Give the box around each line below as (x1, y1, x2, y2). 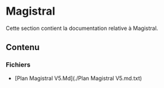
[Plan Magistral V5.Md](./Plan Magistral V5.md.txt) (14, 75, 143, 82)
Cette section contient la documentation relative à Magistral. (6, 24, 158, 32)
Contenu (6, 42, 40, 53)
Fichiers (6, 61, 31, 69)
